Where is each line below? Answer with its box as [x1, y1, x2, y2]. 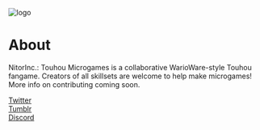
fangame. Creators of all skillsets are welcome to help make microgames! [8, 71, 253, 81]
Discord [8, 112, 35, 122]
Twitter [8, 95, 32, 105]
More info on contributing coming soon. [8, 79, 140, 89]
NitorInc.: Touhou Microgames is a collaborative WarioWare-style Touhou [8, 62, 253, 72]
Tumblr [8, 103, 32, 113]
